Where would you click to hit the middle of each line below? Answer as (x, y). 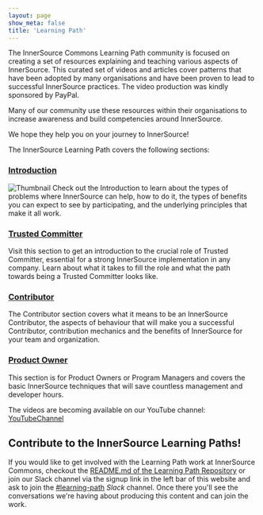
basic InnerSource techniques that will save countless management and (126, 385)
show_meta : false (37, 23)
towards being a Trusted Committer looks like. (83, 276)
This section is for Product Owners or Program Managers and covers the (127, 378)
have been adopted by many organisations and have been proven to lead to (131, 78)
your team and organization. (54, 339)
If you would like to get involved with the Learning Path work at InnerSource (132, 463)
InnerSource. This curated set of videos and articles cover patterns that (125, 70)
